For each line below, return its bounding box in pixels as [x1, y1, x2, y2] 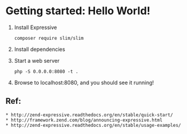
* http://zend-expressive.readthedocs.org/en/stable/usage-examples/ [5, 122, 182, 128]
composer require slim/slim [14, 35, 84, 41]
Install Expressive [14, 24, 58, 31]
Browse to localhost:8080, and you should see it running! [14, 79, 154, 86]
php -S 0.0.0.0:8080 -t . [14, 68, 78, 75]
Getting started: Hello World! [5, 4, 151, 18]
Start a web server [14, 57, 60, 64]
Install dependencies [14, 46, 66, 53]
